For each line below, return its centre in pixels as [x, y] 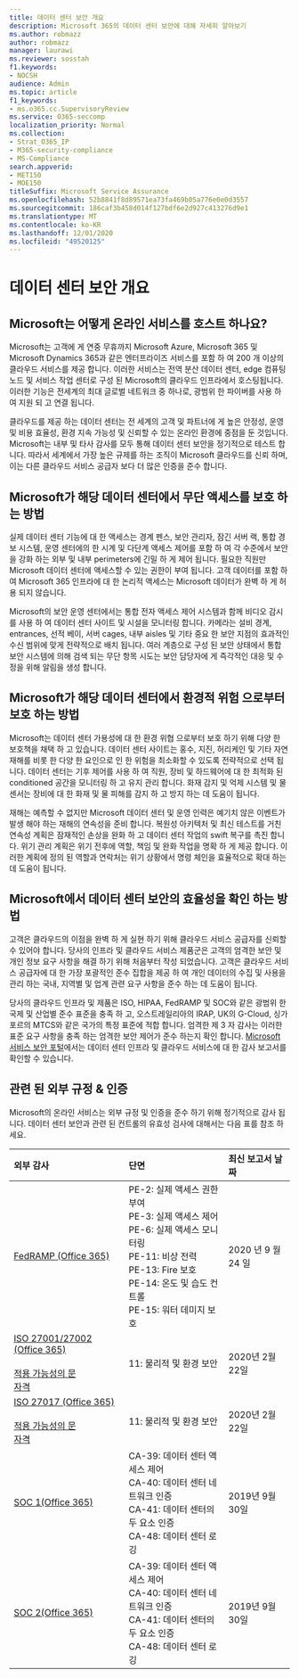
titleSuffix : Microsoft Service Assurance [89, 192]
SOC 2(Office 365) [53, 1612]
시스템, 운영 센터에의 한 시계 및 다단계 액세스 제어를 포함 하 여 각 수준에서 [145, 548]
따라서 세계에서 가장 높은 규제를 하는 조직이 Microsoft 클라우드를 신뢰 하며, [158, 455]
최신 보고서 [250, 1158]
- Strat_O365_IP [39, 142]
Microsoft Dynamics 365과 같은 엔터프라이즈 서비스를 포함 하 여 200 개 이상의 [147, 358]
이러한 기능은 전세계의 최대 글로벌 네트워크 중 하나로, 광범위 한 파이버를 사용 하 [145, 391]
